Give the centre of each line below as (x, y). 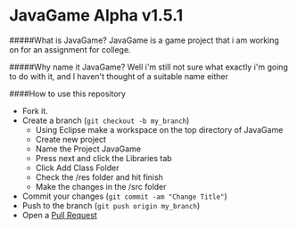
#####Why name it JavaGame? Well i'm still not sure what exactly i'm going (148, 67)
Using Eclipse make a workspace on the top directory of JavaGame (159, 129)
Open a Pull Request (60, 215)
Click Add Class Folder (77, 168)
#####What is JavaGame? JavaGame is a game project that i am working (144, 40)
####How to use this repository (68, 94)
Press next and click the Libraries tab (103, 158)
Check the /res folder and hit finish (99, 177)
